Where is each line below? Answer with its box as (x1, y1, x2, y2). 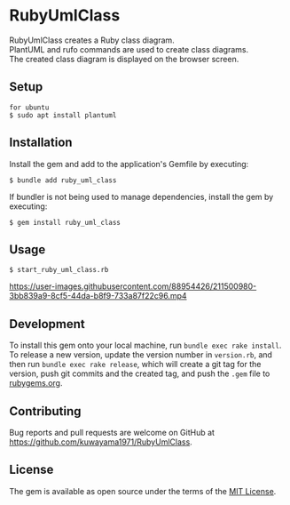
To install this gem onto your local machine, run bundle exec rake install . (9, 340, 282, 351)
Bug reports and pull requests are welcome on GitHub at (9, 428, 216, 437)
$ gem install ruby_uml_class (9, 218, 121, 227)
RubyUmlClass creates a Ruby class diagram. (9, 35, 175, 45)
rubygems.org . (9, 378, 63, 389)
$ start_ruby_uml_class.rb (9, 266, 109, 275)
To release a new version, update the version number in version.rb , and (9, 349, 273, 360)
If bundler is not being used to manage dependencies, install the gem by (9, 191, 274, 202)
